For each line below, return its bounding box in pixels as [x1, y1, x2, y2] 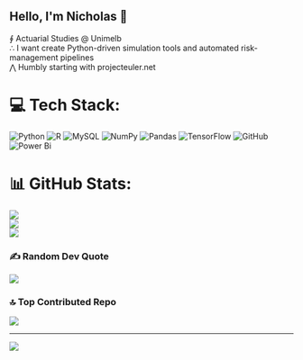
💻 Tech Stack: [9, 95, 121, 115]
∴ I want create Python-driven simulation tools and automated [9, 42, 239, 53]
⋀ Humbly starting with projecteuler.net [9, 61, 156, 72]
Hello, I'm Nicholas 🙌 [9, 9, 128, 24]
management [9, 51, 59, 63]
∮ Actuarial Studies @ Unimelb [9, 32, 122, 43]
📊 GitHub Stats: [9, 173, 133, 193]
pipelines [60, 51, 95, 63]
